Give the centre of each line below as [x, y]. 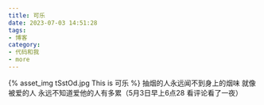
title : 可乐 [27, 15]
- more [19, 60]
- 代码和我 [24, 52]
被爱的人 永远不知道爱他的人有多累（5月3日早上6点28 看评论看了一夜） [125, 92]
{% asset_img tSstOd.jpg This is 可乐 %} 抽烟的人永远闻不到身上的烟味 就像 [132, 83]
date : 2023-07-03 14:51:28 [53, 23]
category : [25, 45]
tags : [17, 30]
